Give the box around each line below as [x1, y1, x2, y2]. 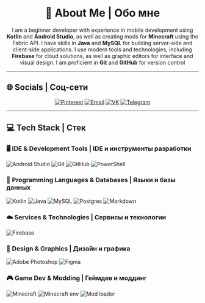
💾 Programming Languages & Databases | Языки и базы [6, 176, 176, 184]
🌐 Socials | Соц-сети [6, 82, 88, 93]
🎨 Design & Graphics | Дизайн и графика [6, 244, 131, 253]
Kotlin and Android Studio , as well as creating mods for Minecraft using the [6, 32, 199, 40]
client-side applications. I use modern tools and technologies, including [13, 46, 192, 53]
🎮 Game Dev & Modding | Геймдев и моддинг [6, 274, 148, 282]
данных [6, 183, 31, 192]
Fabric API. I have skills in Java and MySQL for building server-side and [12, 39, 193, 46]
